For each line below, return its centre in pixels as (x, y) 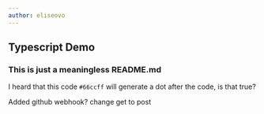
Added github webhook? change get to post (80, 102)
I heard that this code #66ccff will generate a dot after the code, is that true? (132, 86)
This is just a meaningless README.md (85, 69)
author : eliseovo (37, 15)
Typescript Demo (52, 48)
